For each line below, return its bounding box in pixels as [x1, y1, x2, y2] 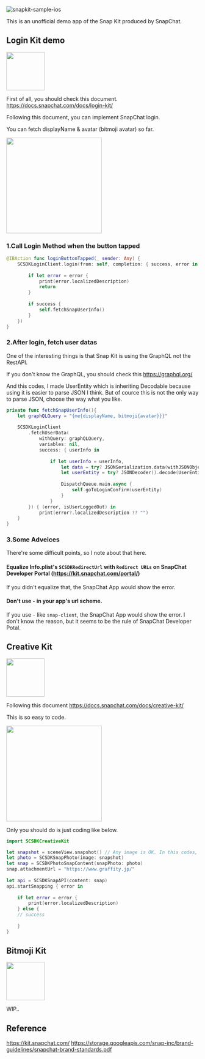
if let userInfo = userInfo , [49, 458, 124, 464]
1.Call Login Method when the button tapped [6, 242, 140, 250]
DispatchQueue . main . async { [60, 481, 132, 488]
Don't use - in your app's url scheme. [6, 597, 103, 605]
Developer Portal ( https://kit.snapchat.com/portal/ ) [6, 570, 140, 578]
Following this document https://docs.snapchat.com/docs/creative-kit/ [6, 701, 184, 709]
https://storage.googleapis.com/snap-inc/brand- [71, 1039, 194, 1047]
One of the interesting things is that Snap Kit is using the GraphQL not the [6, 352, 191, 359]
